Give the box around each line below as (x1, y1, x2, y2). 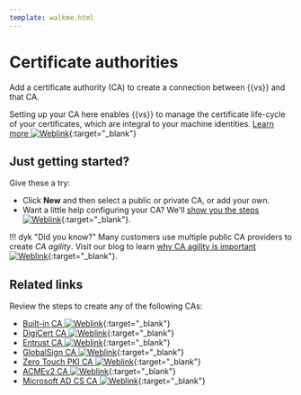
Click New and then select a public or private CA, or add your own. (22, 195, 270, 206)
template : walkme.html (9, 13, 94, 22)
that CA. (9, 91, 40, 102)
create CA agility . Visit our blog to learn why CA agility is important (9, 241, 256, 252)
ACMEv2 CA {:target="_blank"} (22, 366, 177, 377)
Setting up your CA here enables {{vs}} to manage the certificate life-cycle (9, 109, 286, 120)
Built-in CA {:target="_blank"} (22, 319, 171, 329)
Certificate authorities (9, 51, 179, 72)
